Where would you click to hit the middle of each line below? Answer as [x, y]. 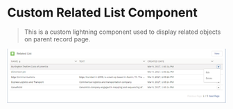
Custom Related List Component [102, 13]
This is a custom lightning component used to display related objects [122, 32]
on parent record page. [57, 39]
